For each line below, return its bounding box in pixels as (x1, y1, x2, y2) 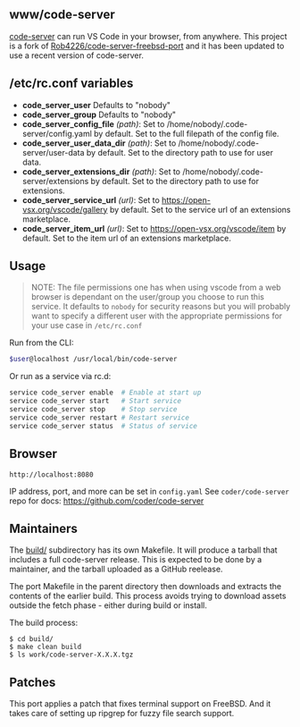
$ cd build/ (9, 635, 54, 644)
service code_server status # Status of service (9, 421, 198, 430)
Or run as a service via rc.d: (9, 371, 112, 382)
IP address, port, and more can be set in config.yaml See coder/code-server (9, 486, 290, 496)
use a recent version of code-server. (9, 49, 145, 61)
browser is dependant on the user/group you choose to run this (30, 292, 265, 302)
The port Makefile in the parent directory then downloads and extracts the (9, 581, 282, 592)
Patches (9, 674, 56, 689)
